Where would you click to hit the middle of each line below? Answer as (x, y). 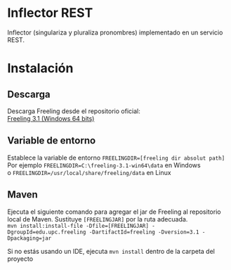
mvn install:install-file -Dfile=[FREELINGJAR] (78, 226)
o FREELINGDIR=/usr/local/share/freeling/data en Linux (89, 172)
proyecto (20, 259)
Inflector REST (50, 13)
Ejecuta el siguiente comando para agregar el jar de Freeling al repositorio (114, 212)
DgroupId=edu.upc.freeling (47, 232)
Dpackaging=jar (29, 238)
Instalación (40, 69)
